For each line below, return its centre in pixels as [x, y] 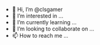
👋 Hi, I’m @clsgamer [37, 9]
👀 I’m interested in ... [38, 16]
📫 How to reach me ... [40, 36]
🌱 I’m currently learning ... [44, 22]
